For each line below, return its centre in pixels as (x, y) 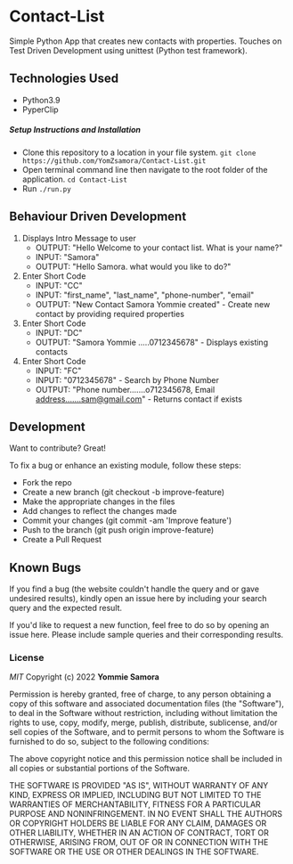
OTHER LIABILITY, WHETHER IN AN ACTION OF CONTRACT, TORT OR (139, 833)
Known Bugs (45, 567)
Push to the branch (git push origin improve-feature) (118, 530)
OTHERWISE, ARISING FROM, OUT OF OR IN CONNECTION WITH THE (139, 843)
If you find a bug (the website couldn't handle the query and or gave (134, 589)
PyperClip (41, 110)
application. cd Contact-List (74, 179)
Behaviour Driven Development (98, 217)
